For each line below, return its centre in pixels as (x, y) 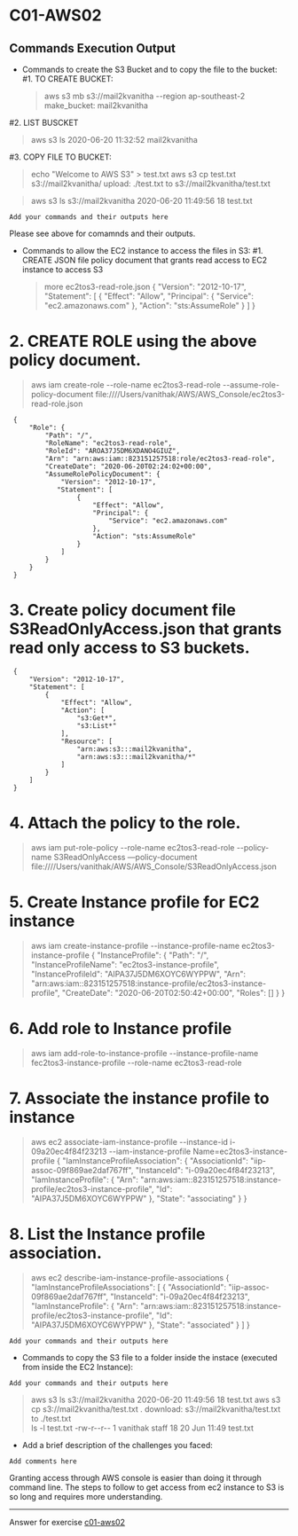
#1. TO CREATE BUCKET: (67, 79)
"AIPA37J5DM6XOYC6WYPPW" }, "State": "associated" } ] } (141, 1324)
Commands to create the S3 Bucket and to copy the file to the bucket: (149, 69)
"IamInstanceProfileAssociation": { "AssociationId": (155, 1160)
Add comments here (43, 1461)
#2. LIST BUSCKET (44, 122)
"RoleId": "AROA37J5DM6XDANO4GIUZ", (112, 451)
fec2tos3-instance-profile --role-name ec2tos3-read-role (136, 1062)
